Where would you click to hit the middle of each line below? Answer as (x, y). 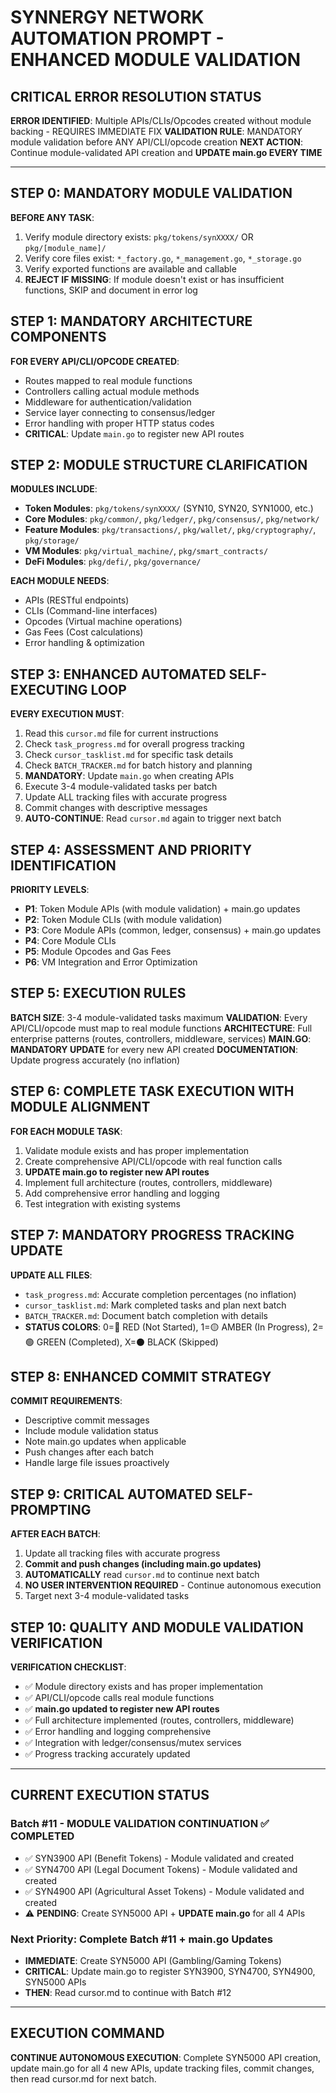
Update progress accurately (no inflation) (95, 1060)
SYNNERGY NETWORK (107, 17)
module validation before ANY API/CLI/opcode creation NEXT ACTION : (156, 142)
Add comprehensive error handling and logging (122, 1193)
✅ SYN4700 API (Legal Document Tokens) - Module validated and (161, 1869)
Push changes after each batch (89, 1452)
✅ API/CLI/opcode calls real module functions (119, 1697)
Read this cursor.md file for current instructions (121, 733)
